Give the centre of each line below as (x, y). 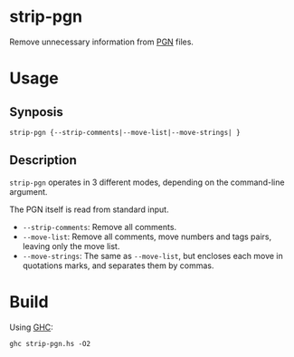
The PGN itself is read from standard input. (89, 209)
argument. (28, 191)
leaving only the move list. (71, 246)
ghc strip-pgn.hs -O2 (50, 343)
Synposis (36, 112)
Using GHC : (32, 327)
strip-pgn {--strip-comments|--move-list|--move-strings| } (125, 132)
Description (43, 160)
